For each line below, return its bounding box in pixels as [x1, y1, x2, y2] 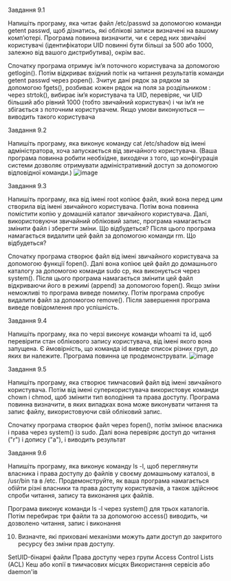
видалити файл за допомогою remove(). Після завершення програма [8, 296, 210, 304]
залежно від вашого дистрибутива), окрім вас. [8, 48, 146, 56]
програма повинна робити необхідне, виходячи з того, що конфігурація [8, 154, 219, 162]
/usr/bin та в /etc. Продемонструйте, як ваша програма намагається [8, 477, 209, 485]
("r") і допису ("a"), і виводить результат [8, 435, 126, 444]
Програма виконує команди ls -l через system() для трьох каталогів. [8, 505, 210, 512]
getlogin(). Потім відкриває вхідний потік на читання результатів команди [8, 69, 224, 77]
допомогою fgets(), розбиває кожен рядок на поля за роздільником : [8, 84, 211, 91]
